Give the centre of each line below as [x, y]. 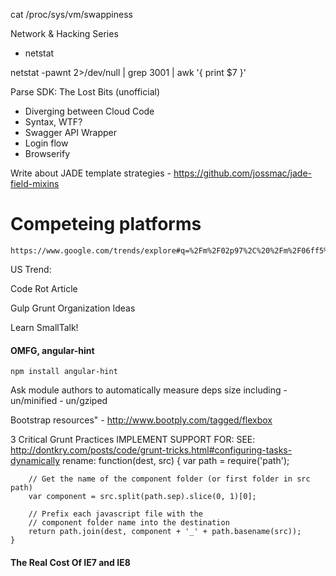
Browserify [47, 153]
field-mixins [35, 183]
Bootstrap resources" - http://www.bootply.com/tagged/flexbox [141, 420]
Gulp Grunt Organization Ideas [73, 308]
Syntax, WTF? [53, 122]
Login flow [46, 143]
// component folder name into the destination [129, 523]
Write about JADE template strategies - [91, 173]
